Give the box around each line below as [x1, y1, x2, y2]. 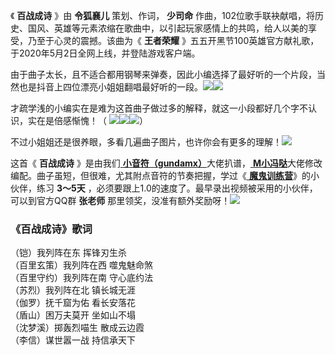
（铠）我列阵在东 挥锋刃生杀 [10, 247, 127, 259]
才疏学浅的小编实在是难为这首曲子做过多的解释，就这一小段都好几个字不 [10, 102, 308, 114]
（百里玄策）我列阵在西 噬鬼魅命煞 [10, 259, 153, 271]
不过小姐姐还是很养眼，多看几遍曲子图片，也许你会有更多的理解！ [10, 136, 282, 148]
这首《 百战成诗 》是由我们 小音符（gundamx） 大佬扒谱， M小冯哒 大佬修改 [10, 157, 323, 169]
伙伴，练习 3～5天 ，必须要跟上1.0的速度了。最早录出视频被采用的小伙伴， [10, 182, 318, 194]
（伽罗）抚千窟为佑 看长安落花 [10, 297, 136, 309]
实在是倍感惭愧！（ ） [27, 115, 148, 126]
